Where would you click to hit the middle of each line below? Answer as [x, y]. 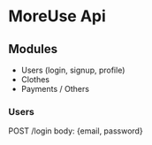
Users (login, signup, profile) [73, 70]
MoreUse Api [57, 16]
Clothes [35, 80]
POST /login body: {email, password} [76, 131]
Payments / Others [55, 89]
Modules [33, 49]
